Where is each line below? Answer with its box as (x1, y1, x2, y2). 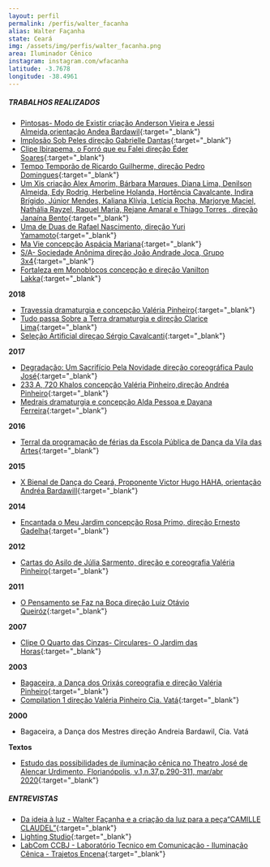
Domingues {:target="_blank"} (19, 170, 120, 180)
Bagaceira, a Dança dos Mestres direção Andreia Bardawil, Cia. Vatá (19, 726, 249, 736)
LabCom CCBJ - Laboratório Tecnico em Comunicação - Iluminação (19, 840, 249, 850)
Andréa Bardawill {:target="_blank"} (19, 485, 139, 496)
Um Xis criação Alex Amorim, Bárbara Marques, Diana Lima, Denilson (19, 178, 252, 188)
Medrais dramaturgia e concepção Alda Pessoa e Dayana (19, 397, 212, 406)
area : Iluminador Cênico (8, 50, 92, 58)
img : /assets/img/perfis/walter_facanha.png (8, 42, 161, 50)
